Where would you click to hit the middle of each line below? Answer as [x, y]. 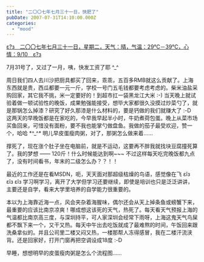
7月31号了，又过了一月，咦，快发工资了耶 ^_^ [63, 67]
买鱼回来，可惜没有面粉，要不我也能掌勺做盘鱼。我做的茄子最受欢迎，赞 [97, 126]
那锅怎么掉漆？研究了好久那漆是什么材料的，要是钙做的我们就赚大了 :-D [101, 110]
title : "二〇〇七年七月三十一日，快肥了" [53, 12]
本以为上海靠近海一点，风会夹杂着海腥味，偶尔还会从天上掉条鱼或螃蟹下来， [102, 202]
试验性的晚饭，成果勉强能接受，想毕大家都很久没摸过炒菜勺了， [112, 103]
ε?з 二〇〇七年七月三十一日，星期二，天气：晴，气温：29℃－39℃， [95, 47]
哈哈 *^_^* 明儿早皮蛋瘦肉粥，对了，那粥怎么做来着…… [85, 133]
